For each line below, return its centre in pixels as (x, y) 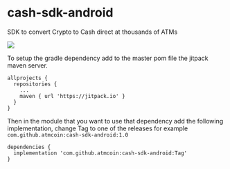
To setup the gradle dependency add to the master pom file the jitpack (108, 58)
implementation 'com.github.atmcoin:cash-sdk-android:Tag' (100, 153)
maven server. (28, 65)
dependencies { (29, 147)
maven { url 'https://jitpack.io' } (73, 96)
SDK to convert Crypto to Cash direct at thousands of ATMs (92, 32)
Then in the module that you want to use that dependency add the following (115, 121)
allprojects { (28, 78)
